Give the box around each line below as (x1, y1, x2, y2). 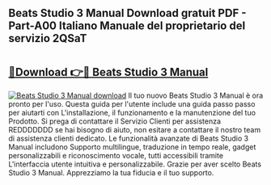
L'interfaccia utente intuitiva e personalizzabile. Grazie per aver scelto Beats (8, 159, 261, 169)
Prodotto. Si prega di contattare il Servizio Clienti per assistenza (8, 116, 221, 126)
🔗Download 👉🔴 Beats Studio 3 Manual (8, 65, 209, 79)
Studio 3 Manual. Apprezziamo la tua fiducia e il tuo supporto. (8, 168, 214, 177)
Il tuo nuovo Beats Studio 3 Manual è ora (128, 90, 264, 100)
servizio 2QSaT (8, 32, 87, 45)
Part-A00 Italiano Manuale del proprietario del (8, 19, 246, 33)
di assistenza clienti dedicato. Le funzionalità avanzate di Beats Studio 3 (8, 133, 249, 143)
